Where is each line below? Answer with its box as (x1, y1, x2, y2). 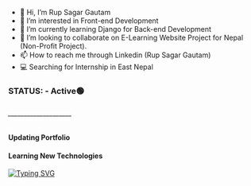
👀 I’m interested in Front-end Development (19, 16, 159, 25)
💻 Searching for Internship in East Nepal (19, 62, 153, 72)
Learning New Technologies (8, 151, 103, 161)
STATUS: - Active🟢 (8, 85, 85, 96)
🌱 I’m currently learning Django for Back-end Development (19, 25, 212, 33)
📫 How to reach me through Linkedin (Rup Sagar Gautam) (19, 50, 211, 60)
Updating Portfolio (8, 133, 71, 142)
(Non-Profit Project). (19, 41, 87, 51)
